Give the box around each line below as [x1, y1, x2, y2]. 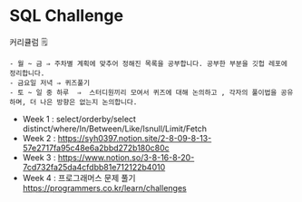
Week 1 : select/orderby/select [22, 113, 136, 124]
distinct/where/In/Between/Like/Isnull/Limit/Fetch [22, 123, 207, 134]
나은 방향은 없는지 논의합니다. [40, 97, 138, 107]
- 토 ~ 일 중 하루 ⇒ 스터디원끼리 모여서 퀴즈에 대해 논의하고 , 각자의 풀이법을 [9, 88, 278, 97]
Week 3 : [22, 151, 56, 163]
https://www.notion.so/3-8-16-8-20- [57, 151, 195, 163]
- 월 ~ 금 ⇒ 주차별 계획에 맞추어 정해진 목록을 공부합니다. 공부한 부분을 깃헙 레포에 [9, 59, 287, 68]
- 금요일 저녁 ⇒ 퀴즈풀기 [9, 78, 91, 87]
